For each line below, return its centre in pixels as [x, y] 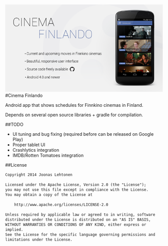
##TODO [14, 125]
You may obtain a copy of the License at [49, 195]
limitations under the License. [39, 240]
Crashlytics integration [36, 150]
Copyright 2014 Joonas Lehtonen [39, 175]
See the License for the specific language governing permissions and [80, 235]
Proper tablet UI [29, 145]
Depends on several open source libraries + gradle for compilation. [74, 115]
